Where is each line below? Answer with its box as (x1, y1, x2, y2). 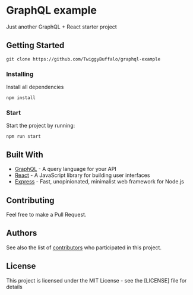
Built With (6, 150, 43, 160)
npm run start (6, 134, 42, 139)
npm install (6, 95, 36, 101)
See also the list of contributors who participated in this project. (6, 244, 162, 251)
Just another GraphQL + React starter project (6, 23, 117, 30)
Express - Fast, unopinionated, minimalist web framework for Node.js (14, 178, 184, 185)
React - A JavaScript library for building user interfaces (14, 172, 150, 179)
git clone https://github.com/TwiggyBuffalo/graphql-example (6, 56, 161, 62)
